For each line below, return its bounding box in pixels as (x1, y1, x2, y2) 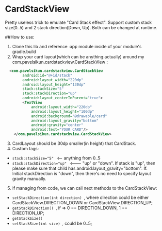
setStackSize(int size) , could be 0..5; (12, 220, 92, 227)
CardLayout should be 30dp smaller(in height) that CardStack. (12, 141, 137, 146)
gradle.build (12, 49, 36, 54)
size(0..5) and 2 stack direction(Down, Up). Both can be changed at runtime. (5, 24, 158, 30)
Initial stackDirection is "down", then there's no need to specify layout (12, 171, 151, 177)
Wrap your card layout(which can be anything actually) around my (12, 53, 145, 59)
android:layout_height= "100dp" (31, 109, 95, 114)
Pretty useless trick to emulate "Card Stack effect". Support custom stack (5, 19, 152, 25)
